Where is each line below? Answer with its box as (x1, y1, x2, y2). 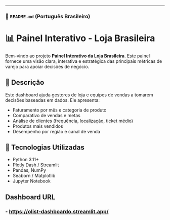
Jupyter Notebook (12, 178, 51, 184)
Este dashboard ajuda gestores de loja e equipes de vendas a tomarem (5, 92, 153, 98)
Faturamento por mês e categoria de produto (12, 107, 107, 113)
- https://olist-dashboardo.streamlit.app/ (5, 208, 109, 215)
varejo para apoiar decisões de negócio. (5, 63, 90, 69)
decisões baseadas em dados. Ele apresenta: (5, 97, 100, 103)
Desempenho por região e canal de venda (12, 128, 100, 134)
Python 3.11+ (12, 157, 39, 163)
